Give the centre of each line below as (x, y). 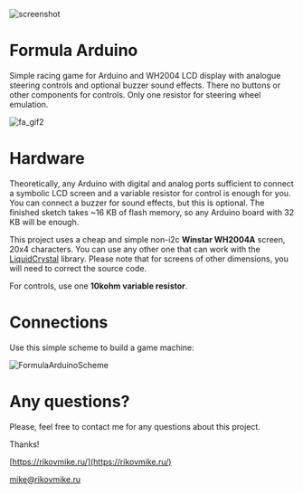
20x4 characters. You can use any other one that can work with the (135, 249)
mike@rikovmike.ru (45, 479)
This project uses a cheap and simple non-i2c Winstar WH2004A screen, (147, 239)
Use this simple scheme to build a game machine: (102, 347)
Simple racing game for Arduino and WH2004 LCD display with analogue (145, 75)
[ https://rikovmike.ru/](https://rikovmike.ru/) (90, 461)
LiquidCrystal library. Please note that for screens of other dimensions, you (149, 259)
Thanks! (24, 444)
